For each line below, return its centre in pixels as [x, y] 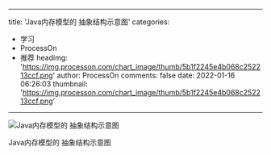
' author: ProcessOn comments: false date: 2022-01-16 [144, 75]
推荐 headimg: [44, 58]
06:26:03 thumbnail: [54, 84]
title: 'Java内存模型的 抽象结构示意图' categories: [89, 22]
